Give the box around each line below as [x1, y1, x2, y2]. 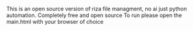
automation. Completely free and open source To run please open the [6, 12, 183, 19]
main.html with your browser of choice [6, 18, 104, 25]
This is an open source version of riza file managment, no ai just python [6, 5, 187, 12]
